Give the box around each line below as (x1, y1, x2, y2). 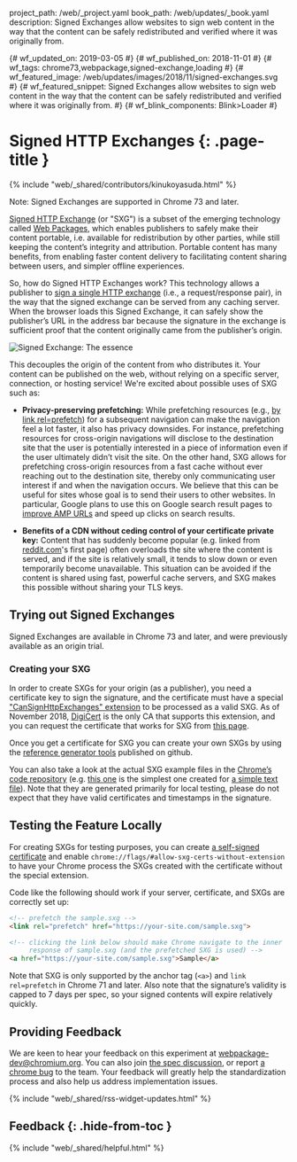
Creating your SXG (9, 662, 91, 675)
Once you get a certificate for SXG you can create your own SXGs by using (9, 737, 282, 748)
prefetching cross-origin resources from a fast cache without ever (21, 461, 263, 472)
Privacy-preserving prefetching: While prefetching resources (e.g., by (21, 404, 281, 415)
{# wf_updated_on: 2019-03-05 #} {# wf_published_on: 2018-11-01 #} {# (9, 53, 272, 63)
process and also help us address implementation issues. (9, 1076, 218, 1087)
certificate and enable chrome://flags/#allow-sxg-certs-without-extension (9, 851, 286, 862)
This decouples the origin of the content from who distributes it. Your (9, 359, 261, 370)
